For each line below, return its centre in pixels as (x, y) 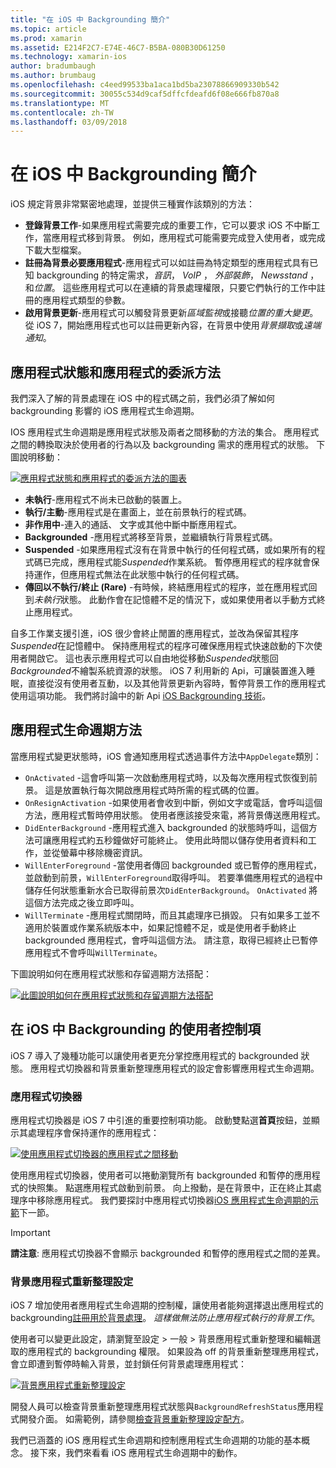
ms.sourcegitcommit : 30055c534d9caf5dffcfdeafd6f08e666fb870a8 (145, 94)
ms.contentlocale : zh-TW (62, 112)
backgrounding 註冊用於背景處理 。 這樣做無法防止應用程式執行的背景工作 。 (165, 1318)
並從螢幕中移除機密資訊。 (95, 852)
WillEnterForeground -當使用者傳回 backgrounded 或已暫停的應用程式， (173, 865)
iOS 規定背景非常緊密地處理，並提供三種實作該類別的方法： (133, 204)
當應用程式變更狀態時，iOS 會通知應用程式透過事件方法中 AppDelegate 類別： (166, 756)
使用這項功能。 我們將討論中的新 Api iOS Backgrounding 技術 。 (141, 695)
